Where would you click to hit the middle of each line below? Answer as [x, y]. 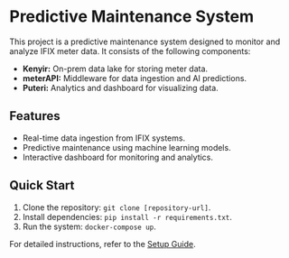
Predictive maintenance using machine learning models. [127, 147]
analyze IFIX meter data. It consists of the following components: [130, 51]
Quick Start [42, 185]
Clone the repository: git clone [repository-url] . [117, 207]
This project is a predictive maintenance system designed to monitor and [145, 41]
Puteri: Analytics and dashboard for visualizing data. [120, 88]
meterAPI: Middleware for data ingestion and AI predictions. [134, 78]
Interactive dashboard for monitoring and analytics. [118, 157]
